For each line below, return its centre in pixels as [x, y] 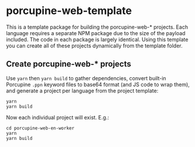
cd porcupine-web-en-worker [40, 128]
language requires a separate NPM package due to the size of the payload [96, 33]
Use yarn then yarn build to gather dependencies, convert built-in [86, 78]
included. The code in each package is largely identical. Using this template [97, 39]
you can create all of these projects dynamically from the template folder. [94, 46]
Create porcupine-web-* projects [69, 64]
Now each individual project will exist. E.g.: [58, 117]
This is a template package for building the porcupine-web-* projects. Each [97, 27]
